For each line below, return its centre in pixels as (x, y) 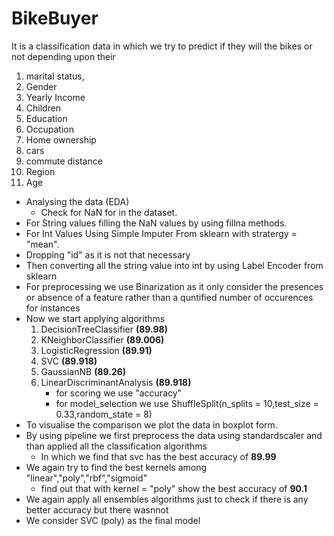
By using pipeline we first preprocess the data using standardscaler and (174, 435)
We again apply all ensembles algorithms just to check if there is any (167, 499)
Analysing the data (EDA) (77, 201)
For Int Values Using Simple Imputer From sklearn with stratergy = (161, 233)
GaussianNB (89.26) (83, 371)
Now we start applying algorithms (95, 318)
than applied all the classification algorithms (116, 446)
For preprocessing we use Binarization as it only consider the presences (174, 286)
